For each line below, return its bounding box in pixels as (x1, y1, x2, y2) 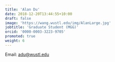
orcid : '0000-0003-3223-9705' (5, 29, 66, 34)
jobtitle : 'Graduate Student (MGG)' (5, 25, 79, 30)
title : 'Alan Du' (5, 7, 40, 12)
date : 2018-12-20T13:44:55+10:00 (5, 12, 72, 16)
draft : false (5, 16, 31, 21)
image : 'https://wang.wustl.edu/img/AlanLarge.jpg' (5, 20, 111, 25)
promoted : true (5, 34, 36, 39)
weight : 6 (5, 38, 25, 43)
